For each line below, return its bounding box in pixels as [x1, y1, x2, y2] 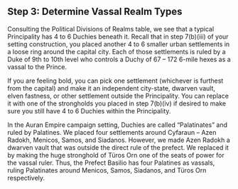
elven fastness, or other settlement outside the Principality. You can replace [7, 91, 229, 100]
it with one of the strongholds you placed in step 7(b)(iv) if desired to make [7, 99, 226, 108]
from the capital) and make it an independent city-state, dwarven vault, [7, 83, 215, 92]
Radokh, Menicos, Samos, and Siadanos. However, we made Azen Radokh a [7, 136, 231, 144]
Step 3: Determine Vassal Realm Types [7, 6, 183, 18]
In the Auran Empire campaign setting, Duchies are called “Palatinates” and [7, 121, 228, 129]
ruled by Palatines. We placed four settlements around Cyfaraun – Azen [7, 128, 217, 136]
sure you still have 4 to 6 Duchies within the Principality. [7, 106, 171, 115]
